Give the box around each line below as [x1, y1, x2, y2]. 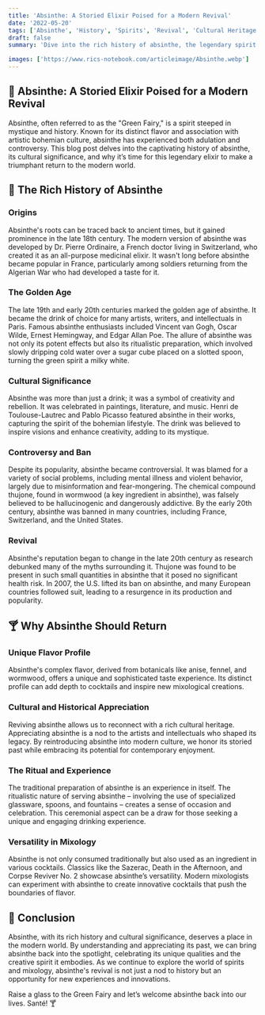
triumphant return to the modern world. [8, 160, 136, 170]
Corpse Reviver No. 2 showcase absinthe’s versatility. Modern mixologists [8, 871, 249, 881]
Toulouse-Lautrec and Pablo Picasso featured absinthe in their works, [8, 410, 236, 420]
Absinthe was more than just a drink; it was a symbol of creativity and [8, 393, 235, 403]
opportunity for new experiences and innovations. [8, 975, 171, 984]
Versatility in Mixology [8, 836, 97, 847]
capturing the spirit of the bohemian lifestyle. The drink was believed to [8, 419, 241, 428]
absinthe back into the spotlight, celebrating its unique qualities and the [8, 949, 241, 959]
